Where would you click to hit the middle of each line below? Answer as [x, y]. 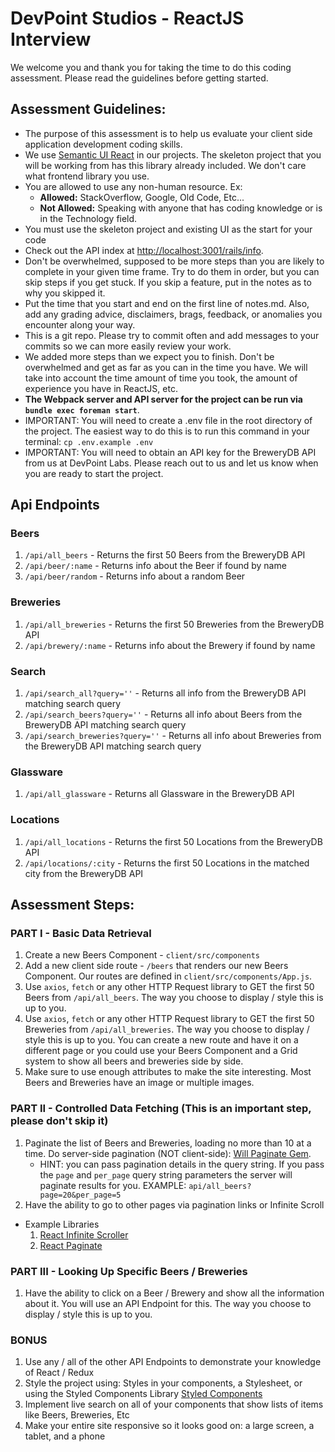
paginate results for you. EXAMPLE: [113, 1185]
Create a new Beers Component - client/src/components [142, 955]
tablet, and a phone [65, 1436]
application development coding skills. [103, 144]
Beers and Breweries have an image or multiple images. [139, 1083]
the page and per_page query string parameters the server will [166, 1174]
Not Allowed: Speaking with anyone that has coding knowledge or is [181, 208]
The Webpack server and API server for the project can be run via [163, 399]
